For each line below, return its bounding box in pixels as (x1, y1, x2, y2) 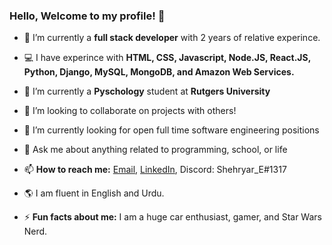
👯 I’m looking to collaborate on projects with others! (23, 105, 237, 117)
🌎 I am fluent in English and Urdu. (23, 187, 165, 199)
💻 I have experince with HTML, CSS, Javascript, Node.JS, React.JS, (23, 52, 311, 64)
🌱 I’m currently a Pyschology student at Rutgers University (23, 85, 271, 98)
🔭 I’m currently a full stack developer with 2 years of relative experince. (23, 32, 321, 44)
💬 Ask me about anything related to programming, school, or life (23, 144, 288, 156)
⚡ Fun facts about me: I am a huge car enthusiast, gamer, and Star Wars (23, 211, 322, 223)
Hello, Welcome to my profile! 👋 (9, 9, 166, 23)
